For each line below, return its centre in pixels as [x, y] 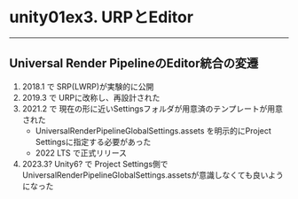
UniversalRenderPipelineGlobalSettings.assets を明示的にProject [153, 130]
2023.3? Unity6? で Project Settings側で [95, 164]
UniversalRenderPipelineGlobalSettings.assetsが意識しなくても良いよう [153, 175]
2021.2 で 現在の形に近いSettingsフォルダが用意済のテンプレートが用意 [153, 108]
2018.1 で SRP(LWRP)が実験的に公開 [88, 86]
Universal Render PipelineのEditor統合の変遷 [134, 63]
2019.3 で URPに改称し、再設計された [91, 97]
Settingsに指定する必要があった [93, 142]
